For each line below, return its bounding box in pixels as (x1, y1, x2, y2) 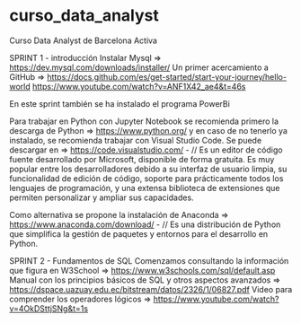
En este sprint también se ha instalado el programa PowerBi (9, 98, 231, 109)
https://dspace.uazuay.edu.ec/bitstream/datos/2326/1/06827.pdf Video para (9, 284, 293, 294)
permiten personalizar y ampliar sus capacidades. (9, 192, 195, 203)
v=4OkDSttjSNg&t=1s (9, 302, 88, 314)
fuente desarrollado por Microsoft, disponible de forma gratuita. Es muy (9, 153, 275, 164)
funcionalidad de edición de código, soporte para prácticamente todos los (9, 172, 284, 184)
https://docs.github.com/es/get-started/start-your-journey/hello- (46, 71, 288, 82)
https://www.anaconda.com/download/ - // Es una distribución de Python (9, 219, 281, 230)
